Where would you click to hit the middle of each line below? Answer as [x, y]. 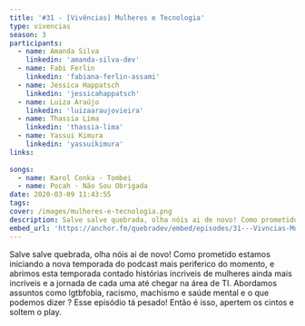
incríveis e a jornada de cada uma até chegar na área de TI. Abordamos [143, 283]
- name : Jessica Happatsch [69, 85]
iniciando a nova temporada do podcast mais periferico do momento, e [142, 264]
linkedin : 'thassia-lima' [75, 128]
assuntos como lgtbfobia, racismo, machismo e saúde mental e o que [139, 292]
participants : [36, 43]
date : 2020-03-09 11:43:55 [60, 195]
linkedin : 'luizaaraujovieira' [85, 110]
